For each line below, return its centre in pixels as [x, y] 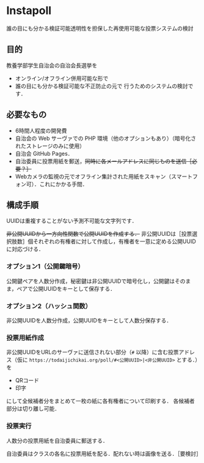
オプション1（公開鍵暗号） [45, 266]
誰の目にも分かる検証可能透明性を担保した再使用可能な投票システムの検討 [100, 28]
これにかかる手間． [64, 184]
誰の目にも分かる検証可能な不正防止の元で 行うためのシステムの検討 [101, 86]
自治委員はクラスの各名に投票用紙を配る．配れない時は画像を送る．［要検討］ [104, 453]
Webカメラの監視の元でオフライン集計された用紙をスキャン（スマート [104, 176]
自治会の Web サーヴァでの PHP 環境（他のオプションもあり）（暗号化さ [106, 138]
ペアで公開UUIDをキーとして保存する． [66, 288]
